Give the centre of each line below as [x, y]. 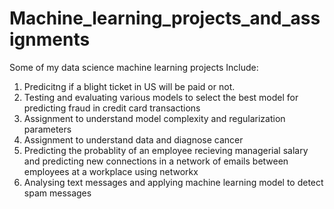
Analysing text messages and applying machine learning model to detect [173, 182]
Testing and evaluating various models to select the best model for [161, 97]
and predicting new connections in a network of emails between [156, 161]
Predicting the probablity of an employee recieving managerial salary [166, 150]
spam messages [57, 193]
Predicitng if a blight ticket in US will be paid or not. [129, 86]
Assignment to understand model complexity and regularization [154, 118]
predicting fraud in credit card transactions [112, 108]
